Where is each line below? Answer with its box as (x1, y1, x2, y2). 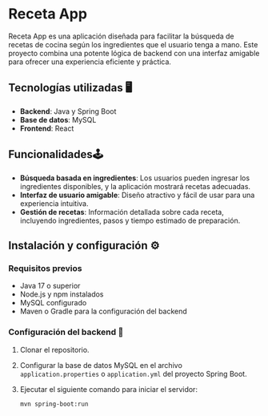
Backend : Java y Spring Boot (19, 106, 117, 116)
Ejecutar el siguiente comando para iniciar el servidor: (19, 384, 198, 394)
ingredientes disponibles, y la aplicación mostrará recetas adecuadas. (19, 181, 250, 191)
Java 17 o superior (19, 281, 81, 291)
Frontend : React (19, 123, 74, 133)
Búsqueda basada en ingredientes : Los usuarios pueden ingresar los (19, 173, 250, 183)
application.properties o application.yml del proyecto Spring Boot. (19, 369, 247, 378)
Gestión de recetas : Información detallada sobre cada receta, (19, 207, 224, 216)
